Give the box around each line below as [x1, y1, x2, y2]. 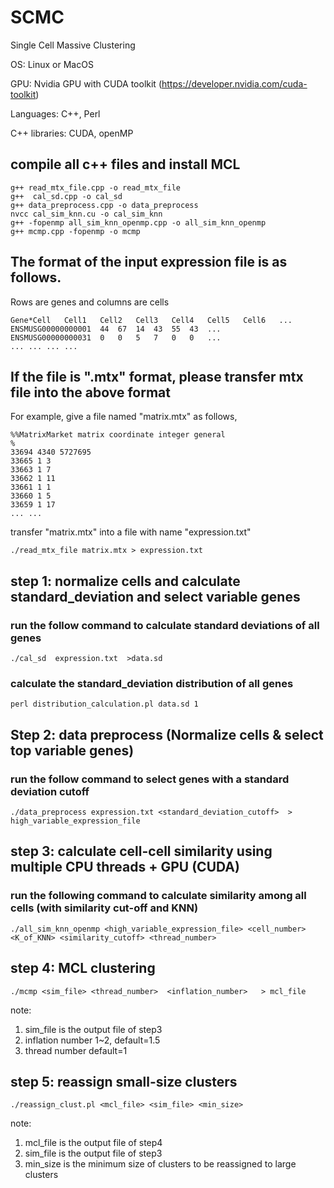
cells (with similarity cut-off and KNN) [10, 901, 199, 915]
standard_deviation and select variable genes [10, 588, 301, 605]
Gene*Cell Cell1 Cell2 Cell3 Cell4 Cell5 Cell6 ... [10, 315, 293, 325]
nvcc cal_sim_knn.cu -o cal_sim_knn [10, 209, 163, 219]
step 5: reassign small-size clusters [10, 1073, 238, 1090]
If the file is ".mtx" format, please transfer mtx [10, 368, 304, 385]
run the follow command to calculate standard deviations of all [10, 618, 320, 632]
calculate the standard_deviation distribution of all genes [10, 676, 294, 690]
